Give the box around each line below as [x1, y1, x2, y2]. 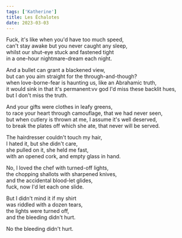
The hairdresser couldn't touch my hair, [6, 134, 103, 141]
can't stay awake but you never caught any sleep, [6, 42, 127, 49]
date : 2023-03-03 [6, 20, 49, 26]
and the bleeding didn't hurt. [6, 214, 76, 221]
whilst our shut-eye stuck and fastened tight [6, 49, 114, 56]
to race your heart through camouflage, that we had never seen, [6, 109, 163, 117]
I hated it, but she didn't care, [6, 140, 78, 148]
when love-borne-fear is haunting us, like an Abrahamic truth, [6, 79, 157, 86]
